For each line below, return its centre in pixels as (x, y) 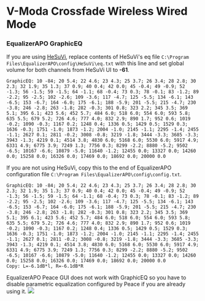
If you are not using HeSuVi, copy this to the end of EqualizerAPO (89, 168)
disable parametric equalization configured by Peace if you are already (96, 284)
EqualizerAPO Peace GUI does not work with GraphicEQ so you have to (96, 278)
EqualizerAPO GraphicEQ (44, 44)
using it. (16, 291)
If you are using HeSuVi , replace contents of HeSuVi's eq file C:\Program (98, 57)
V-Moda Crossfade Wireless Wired (97, 11)
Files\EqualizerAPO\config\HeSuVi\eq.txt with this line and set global (95, 63)
